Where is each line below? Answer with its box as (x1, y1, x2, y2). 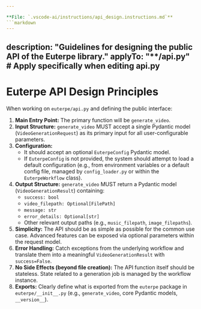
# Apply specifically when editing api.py (6, 61, 160, 71)
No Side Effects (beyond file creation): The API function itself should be (14, 263, 195, 271)
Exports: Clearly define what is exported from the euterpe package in (14, 282, 187, 290)
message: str (23, 207, 57, 213)
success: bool (23, 194, 59, 201)
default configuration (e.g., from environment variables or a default (23, 161, 190, 169)
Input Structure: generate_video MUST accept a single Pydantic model (14, 123, 191, 130)
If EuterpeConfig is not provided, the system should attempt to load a (23, 155, 194, 162)
